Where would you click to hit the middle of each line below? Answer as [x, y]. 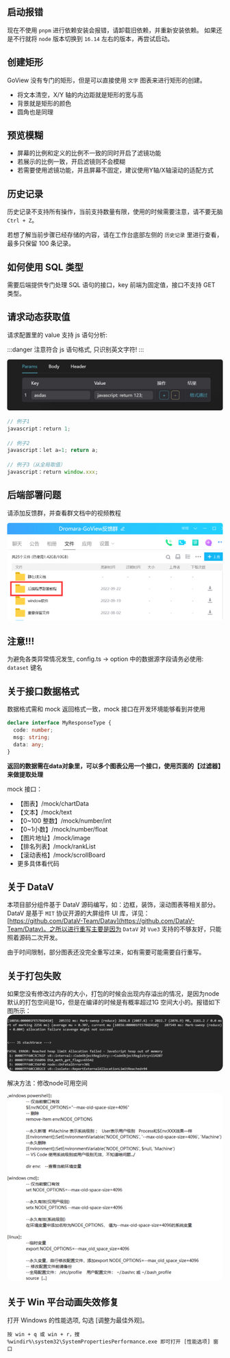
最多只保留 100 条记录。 [41, 243]
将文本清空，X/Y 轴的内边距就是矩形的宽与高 [80, 95]
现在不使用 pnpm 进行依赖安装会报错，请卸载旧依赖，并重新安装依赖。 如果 [112, 30]
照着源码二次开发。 [34, 938]
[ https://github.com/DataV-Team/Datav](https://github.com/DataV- [101, 921]
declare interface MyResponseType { [59, 723]
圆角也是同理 [35, 112]
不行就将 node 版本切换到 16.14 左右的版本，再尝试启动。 [93, 38]
